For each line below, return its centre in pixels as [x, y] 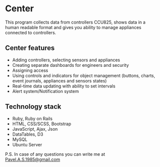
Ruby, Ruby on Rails [32, 118]
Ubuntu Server [27, 144]
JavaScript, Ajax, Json [35, 129]
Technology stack [33, 107]
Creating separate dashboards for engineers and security [70, 65]
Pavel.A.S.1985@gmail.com [33, 159]
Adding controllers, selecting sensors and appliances [66, 60]
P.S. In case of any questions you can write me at [55, 154]
